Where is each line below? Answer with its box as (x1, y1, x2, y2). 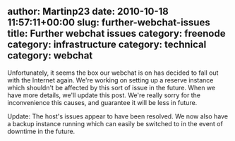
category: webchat (7, 49, 93, 62)
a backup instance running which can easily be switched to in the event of (7, 119, 224, 128)
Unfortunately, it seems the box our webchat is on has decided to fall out (7, 68, 219, 77)
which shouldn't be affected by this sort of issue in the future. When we (7, 83, 216, 92)
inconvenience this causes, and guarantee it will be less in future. (7, 98, 198, 106)
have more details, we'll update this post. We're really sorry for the (7, 91, 201, 99)
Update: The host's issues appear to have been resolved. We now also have (7, 112, 228, 121)
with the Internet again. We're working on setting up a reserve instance (7, 75, 214, 84)
